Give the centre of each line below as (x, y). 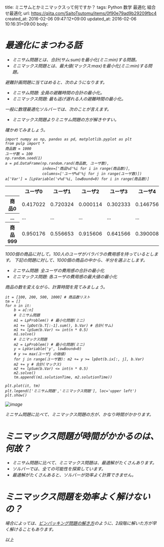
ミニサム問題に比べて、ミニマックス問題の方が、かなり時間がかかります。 (79, 415)
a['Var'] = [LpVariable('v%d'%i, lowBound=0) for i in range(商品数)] (77, 179)
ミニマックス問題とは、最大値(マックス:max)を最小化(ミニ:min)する (80, 66)
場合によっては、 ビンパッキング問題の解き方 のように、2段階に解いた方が (79, 523)
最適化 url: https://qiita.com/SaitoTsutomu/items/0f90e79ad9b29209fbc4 (83, 13)
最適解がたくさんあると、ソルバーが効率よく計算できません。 (74, 475)
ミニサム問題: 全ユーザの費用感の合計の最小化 (58, 271)
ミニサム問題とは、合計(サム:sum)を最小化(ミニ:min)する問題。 (76, 60)
